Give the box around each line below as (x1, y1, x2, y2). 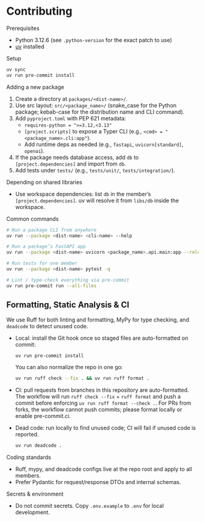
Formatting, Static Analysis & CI (6, 300, 129, 310)
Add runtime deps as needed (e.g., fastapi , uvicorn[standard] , (24, 141, 184, 148)
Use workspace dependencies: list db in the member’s (15, 190, 151, 197)
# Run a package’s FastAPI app (6, 243, 86, 250)
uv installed (15, 43, 45, 50)
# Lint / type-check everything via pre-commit (6, 277, 130, 283)
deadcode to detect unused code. (6, 322, 88, 329)
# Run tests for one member (6, 260, 78, 267)
